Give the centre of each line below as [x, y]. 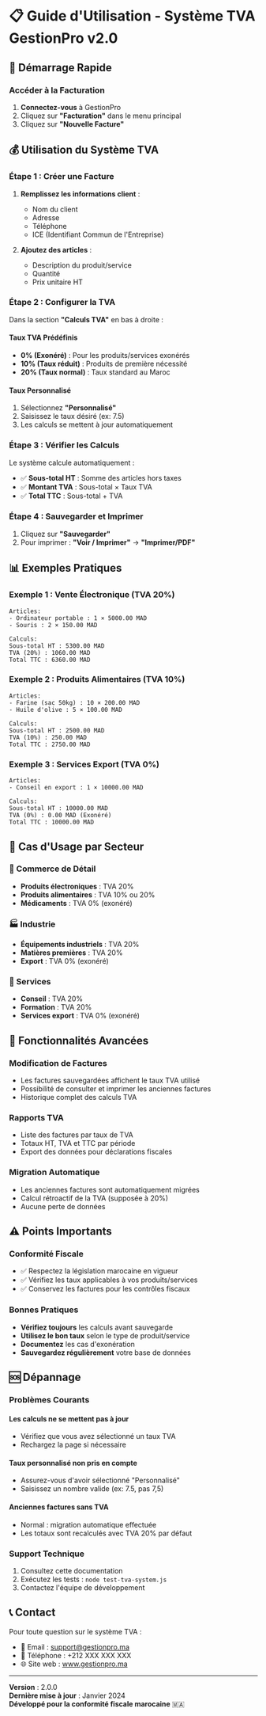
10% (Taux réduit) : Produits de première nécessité [104, 364]
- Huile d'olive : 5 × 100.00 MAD [66, 710]
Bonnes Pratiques [44, 1310]
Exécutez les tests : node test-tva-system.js [94, 1579]
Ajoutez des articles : [56, 249]
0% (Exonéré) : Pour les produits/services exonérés [105, 356]
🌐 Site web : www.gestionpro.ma [74, 1664]
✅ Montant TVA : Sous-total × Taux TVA [86, 487]
